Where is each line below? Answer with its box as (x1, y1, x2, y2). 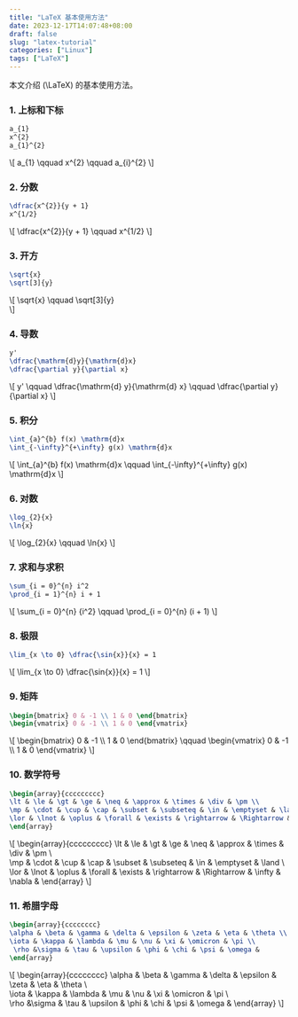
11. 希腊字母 (9, 899, 59, 911)
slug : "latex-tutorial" (9, 37, 98, 47)
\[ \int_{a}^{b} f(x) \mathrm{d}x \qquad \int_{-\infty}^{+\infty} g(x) (9, 458, 248, 470)
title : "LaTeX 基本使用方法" (9, 12, 109, 22)
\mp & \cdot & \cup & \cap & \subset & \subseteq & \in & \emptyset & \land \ (9, 857, 286, 867)
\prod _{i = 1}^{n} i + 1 (9, 591, 101, 599)
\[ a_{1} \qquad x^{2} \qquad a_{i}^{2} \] (9, 157, 154, 168)
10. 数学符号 (9, 769, 60, 781)
